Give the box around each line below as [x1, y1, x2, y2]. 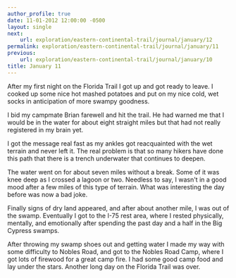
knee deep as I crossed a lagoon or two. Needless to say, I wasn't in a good [7, 175, 227, 184]
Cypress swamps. [7, 226, 60, 234]
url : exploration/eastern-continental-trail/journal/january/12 [20, 37, 213, 44]
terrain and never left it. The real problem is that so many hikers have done [7, 146, 224, 155]
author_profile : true [7, 10, 71, 18]
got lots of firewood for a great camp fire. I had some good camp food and [7, 255, 223, 263]
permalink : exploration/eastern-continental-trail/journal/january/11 [7, 43, 219, 50]
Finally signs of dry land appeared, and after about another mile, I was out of [7, 203, 230, 212]
